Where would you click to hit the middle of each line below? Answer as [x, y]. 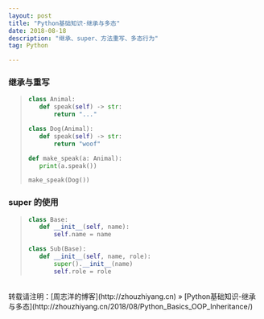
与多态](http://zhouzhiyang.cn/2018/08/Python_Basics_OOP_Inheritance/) [131, 306]
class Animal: [52, 100]
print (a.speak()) [68, 166]
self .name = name [82, 235]
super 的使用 [33, 202]
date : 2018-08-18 [37, 31]
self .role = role [82, 271]
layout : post [30, 16]
